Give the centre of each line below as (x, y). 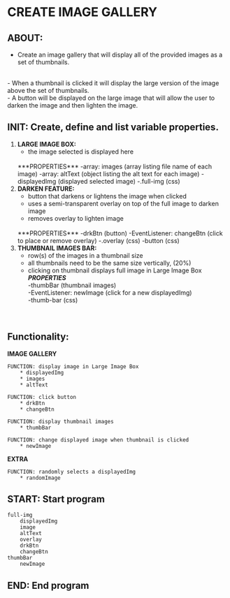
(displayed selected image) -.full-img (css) (119, 181)
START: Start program (56, 499)
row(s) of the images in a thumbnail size (85, 255)
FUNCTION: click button (42, 397)
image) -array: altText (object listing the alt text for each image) (108, 174)
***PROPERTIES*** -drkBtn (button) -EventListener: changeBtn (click (120, 233)
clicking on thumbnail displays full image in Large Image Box (115, 270)
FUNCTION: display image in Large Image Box (73, 366)
